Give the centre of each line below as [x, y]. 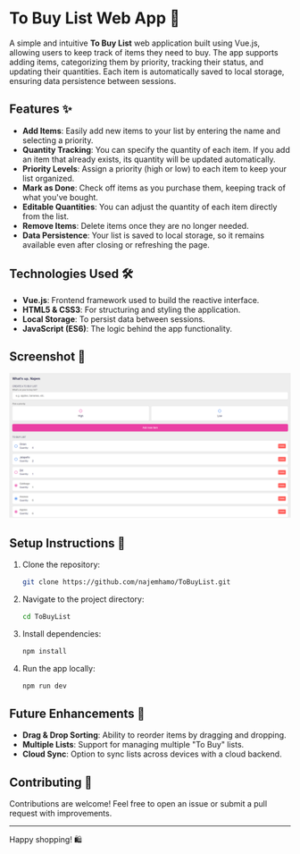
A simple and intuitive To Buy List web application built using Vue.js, [135, 43]
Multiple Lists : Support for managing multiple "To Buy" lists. [133, 745]
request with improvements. [61, 814]
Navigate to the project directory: [83, 599]
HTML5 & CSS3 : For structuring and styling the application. [131, 309]
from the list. [46, 216]
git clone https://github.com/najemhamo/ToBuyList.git [126, 582]
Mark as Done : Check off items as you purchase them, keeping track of [154, 188]
